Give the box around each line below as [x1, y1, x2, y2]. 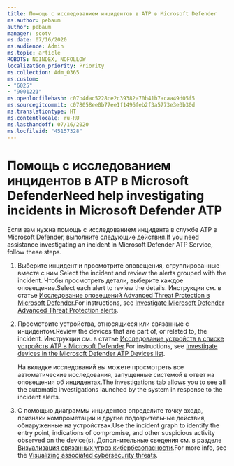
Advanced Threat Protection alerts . [17, 306, 119, 315]
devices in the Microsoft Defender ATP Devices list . [17, 350, 166, 358]
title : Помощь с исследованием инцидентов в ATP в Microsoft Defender [7, 10, 217, 18]
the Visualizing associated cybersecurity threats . [17, 451, 159, 460]
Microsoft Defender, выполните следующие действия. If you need [7, 233, 199, 242]
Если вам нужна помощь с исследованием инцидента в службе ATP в [7, 226, 217, 234]
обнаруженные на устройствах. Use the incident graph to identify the [17, 421, 220, 430]
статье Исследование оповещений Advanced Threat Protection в [17, 292, 210, 300]
